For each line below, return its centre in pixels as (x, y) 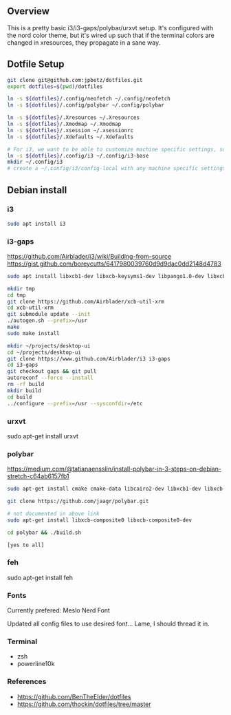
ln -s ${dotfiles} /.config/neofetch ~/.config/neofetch (89, 99)
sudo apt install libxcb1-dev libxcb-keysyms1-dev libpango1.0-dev (106, 276)
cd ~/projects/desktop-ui (44, 352)
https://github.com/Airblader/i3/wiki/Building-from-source (89, 256)
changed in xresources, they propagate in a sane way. (84, 42)
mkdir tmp (21, 288)
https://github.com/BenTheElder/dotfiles (74, 696)
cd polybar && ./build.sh (44, 533)
